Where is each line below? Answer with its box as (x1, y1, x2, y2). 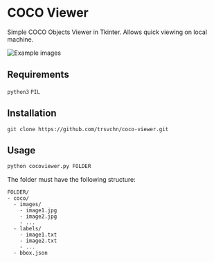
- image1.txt (19, 231, 57, 239)
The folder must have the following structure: (7, 176, 136, 184)
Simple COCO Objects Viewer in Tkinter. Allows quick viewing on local (7, 28, 208, 36)
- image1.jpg (19, 207, 57, 214)
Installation (7, 108, 57, 119)
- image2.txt (19, 237, 57, 244)
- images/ (13, 201, 42, 208)
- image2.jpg (19, 213, 57, 220)
